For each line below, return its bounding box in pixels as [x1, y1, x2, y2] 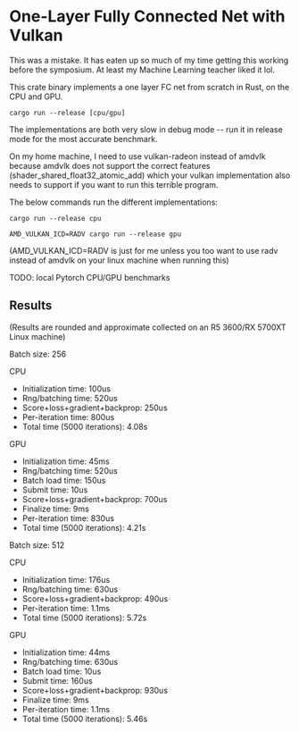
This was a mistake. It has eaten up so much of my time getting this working [9, 55, 289, 65]
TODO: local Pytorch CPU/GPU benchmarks [9, 272, 170, 282]
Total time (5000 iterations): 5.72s [21, 612, 147, 623]
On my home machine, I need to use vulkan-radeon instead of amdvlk [9, 150, 266, 162]
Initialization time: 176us [21, 574, 111, 585]
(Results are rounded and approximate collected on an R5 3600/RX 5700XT [9, 322, 287, 332]
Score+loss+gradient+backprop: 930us [21, 685, 168, 695]
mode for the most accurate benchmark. [9, 133, 158, 144]
